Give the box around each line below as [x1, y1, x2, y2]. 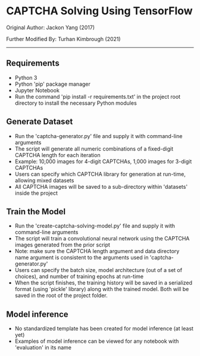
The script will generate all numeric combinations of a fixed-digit [14, 145, 174, 152]
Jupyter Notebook [14, 86, 60, 93]
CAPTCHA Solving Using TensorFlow [6, 4, 193, 18]
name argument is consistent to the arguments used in [14, 254, 149, 261]
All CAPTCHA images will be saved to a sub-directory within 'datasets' [14, 183, 188, 190]
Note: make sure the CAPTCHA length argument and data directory [14, 248, 180, 255]
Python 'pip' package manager [14, 80, 91, 88]
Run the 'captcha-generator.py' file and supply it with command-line [14, 132, 183, 139]
